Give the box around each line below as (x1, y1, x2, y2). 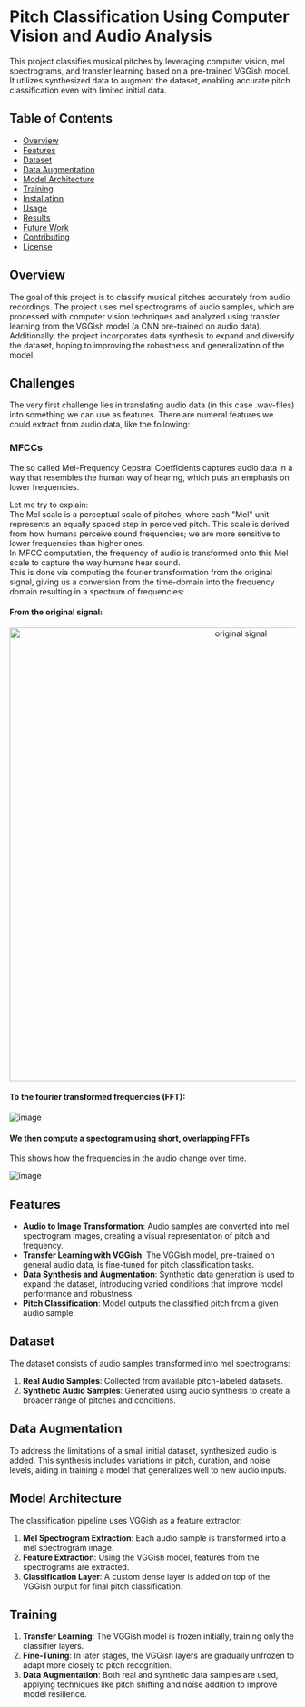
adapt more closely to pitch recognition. (22, 1660, 172, 1671)
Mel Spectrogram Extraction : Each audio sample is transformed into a (22, 1532, 287, 1544)
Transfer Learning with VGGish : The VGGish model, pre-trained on (22, 1250, 275, 1261)
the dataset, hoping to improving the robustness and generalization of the (9, 339, 285, 350)
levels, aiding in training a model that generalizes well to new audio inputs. (9, 1464, 288, 1476)
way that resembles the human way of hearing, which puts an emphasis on (9, 472, 290, 483)
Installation (22, 192, 64, 203)
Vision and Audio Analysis (9, 25, 212, 46)
